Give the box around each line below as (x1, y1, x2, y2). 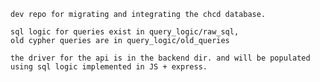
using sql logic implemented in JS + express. (10, 62, 208, 72)
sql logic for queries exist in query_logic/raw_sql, (10, 27, 240, 37)
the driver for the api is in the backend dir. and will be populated (10, 53, 311, 63)
